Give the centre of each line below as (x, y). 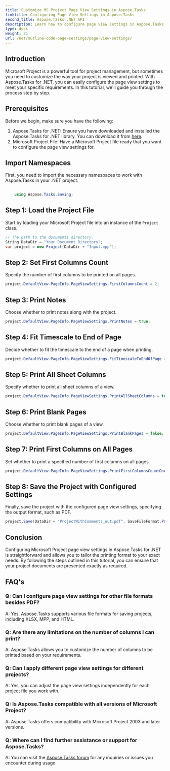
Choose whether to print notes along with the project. (61, 312)
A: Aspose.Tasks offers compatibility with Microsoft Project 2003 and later (83, 721)
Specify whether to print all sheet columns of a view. (60, 387)
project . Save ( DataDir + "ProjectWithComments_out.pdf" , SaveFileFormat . (83, 522)
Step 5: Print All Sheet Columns (56, 375)
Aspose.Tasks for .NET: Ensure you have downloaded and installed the (86, 131)
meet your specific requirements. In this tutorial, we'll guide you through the (84, 87)
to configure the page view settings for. (54, 147)
